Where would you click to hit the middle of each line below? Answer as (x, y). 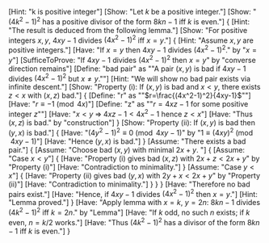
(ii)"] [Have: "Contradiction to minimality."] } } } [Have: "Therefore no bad (129, 184)
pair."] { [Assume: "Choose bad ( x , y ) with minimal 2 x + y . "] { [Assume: (126, 149)
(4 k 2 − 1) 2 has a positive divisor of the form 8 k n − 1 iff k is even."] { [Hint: (129, 21)
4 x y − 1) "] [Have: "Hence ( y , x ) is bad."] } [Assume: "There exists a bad (128, 141)
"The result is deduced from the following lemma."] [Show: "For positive (128, 30)
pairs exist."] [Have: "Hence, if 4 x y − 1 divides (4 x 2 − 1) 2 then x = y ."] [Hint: (133, 193)
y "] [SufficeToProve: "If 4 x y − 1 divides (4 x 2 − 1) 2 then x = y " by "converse (132, 59)
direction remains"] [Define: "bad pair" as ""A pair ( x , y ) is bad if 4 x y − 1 (127, 69)
